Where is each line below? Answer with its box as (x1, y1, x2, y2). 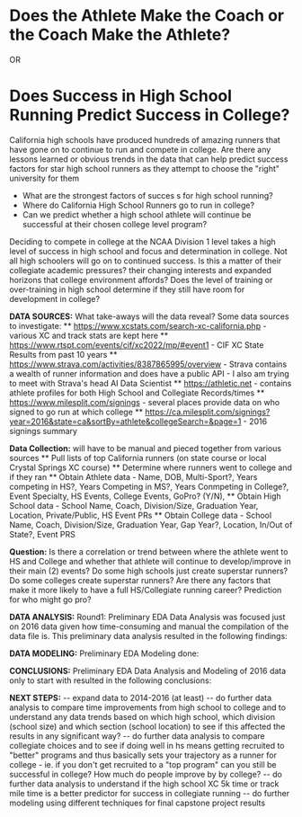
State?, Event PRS (9, 528, 76, 539)
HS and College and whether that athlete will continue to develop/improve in (9, 555, 292, 566)
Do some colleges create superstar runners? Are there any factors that (9, 574, 271, 585)
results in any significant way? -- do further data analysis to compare (9, 730, 265, 742)
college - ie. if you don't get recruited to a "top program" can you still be (9, 759, 277, 769)
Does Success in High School (9, 86, 232, 106)
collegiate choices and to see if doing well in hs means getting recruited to (9, 740, 285, 750)
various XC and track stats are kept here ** (9, 330, 169, 341)
